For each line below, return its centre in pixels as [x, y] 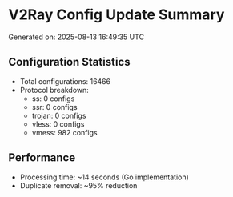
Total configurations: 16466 [65, 81]
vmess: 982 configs [64, 132]
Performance [42, 158]
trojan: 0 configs [59, 115]
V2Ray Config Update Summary [116, 15]
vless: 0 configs [58, 124]
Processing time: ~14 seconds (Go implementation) [104, 177]
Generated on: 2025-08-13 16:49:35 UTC [76, 37]
